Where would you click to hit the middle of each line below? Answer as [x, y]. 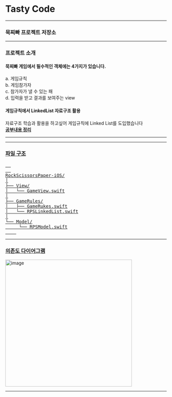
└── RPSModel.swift [43, 227]
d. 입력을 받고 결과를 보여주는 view [40, 98]
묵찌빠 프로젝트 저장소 [31, 32]
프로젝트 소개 [20, 53]
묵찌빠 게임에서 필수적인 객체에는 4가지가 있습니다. [56, 66]
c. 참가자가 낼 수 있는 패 [29, 92]
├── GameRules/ [24, 201]
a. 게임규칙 [16, 79]
